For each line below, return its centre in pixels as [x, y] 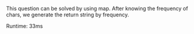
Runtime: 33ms [25, 26]
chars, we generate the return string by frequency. [67, 15]
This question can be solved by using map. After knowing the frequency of [97, 8]
